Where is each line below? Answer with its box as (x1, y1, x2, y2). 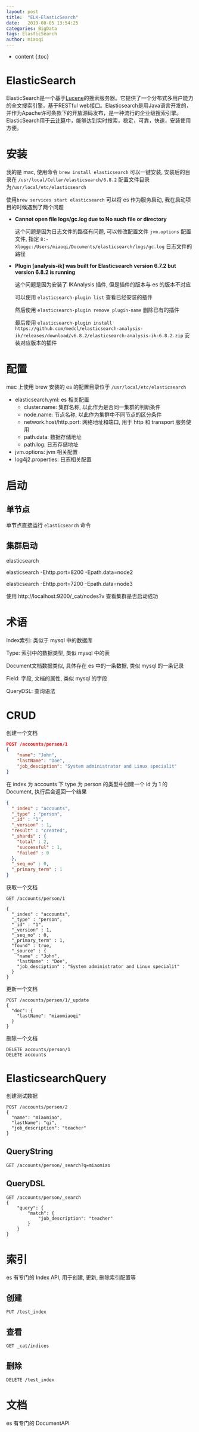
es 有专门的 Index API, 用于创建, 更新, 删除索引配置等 (6, 1274, 136, 1281)
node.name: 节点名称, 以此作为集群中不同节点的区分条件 (23, 411, 162, 418)
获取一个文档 (6, 884, 38, 891)
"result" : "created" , (11, 828, 68, 834)
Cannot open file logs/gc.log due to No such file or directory (14, 215, 167, 222)
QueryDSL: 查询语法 (6, 687, 55, 694)
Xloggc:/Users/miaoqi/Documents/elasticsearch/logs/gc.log (14, 243, 165, 250)
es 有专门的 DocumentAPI (6, 1419, 70, 1427)
